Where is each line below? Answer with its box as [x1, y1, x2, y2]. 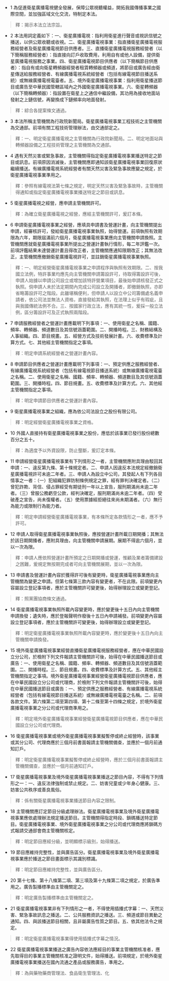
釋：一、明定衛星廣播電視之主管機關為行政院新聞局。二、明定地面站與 [15, 135, 163, 142]
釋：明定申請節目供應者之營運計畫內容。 [15, 398, 101, 403]
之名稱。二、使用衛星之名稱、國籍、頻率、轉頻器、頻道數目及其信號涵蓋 [10, 374, 162, 380]
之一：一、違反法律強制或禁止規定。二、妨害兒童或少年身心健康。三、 [14, 780, 162, 786]
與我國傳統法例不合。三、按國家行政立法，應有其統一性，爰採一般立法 [15, 303, 163, 309]
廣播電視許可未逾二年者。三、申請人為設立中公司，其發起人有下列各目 [14, 471, 162, 477]
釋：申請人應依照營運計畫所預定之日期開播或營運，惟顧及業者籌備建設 [15, 555, 163, 561]
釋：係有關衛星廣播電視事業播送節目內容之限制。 [15, 797, 118, 804]
